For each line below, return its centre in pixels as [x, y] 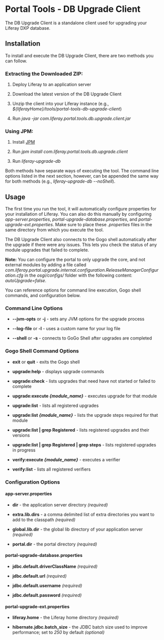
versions [21, 435]
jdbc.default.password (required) [47, 595]
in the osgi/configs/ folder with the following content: [78, 275]
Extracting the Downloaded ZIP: [44, 74]
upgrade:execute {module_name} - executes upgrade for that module [84, 396]
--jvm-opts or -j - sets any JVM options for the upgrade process [78, 319]
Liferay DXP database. [28, 28]
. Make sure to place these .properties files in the [102, 225]
